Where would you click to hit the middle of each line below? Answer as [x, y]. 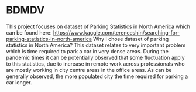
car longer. [19, 82]
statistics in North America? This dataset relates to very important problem [96, 45]
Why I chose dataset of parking [131, 39]
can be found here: [29, 32]
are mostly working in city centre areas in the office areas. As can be [89, 70]
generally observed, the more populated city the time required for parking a [97, 76]
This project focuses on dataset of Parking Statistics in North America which [98, 26]
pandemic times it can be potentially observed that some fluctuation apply [96, 57]
